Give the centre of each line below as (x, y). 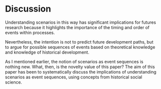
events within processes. (30, 32)
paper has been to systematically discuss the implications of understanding (81, 72)
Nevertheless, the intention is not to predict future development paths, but (79, 42)
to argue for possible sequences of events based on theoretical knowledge (80, 47)
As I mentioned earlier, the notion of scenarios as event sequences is (74, 61)
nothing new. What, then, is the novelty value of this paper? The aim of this (80, 67)
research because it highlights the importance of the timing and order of (77, 27)
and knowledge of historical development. (47, 52)
